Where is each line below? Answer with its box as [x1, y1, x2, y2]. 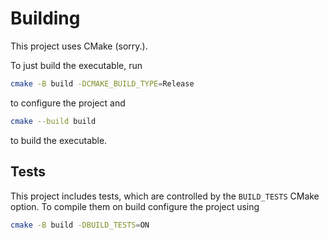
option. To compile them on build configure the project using [10, 200, 260, 212]
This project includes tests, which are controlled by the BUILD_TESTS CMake [10, 190, 320, 202]
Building [10, 7, 81, 30]
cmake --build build [10, 116, 97, 126]
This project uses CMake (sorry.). [10, 40, 148, 52]
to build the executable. [10, 134, 108, 146]
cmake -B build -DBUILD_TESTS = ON [10, 220, 150, 230]
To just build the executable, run [10, 59, 143, 71]
